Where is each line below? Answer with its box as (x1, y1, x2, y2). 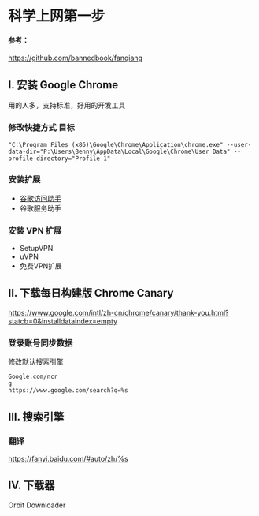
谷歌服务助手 (19, 203, 61, 213)
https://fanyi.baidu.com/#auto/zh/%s (8, 454, 128, 463)
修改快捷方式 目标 (8, 122, 75, 133)
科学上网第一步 (8, 7, 105, 25)
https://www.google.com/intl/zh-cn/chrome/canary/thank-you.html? (8, 308, 229, 317)
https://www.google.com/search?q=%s (8, 387, 128, 394)
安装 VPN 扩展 (8, 225, 62, 236)
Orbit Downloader (8, 500, 66, 510)
